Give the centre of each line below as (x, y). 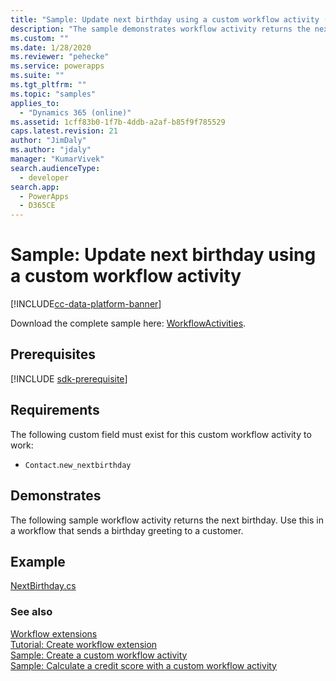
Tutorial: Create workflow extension (84, 644)
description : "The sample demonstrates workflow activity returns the (160, 29)
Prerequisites (53, 354)
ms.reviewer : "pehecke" (60, 57)
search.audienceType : (55, 168)
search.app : (35, 187)
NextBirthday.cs (43, 586)
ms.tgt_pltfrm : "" (48, 85)
